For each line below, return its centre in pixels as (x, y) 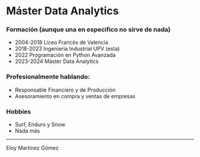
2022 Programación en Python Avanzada (65, 55)
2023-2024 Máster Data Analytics (57, 61)
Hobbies (19, 111)
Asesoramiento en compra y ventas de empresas (75, 96)
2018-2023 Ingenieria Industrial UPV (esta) (67, 49)
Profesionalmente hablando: (48, 77)
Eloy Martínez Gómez (32, 148)
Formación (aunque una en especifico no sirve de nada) (88, 30)
